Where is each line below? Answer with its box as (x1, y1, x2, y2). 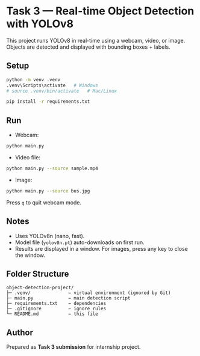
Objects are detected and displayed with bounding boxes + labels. (6, 43, 170, 51)
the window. (14, 251, 46, 259)
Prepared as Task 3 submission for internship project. (6, 343, 141, 351)
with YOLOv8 (6, 17, 74, 31)
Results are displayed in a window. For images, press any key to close (14, 245, 188, 252)
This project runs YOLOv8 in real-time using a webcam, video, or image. (6, 37, 186, 44)
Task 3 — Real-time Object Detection (6, 4, 195, 18)
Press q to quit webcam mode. (6, 198, 82, 206)
